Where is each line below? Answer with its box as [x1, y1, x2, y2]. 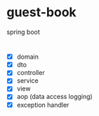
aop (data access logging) [16, 93, 93, 101]
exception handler [16, 100, 70, 109]
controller [16, 69, 45, 77]
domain [16, 52, 39, 61]
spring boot [6, 28, 40, 36]
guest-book [6, 4, 77, 21]
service [16, 76, 39, 85]
